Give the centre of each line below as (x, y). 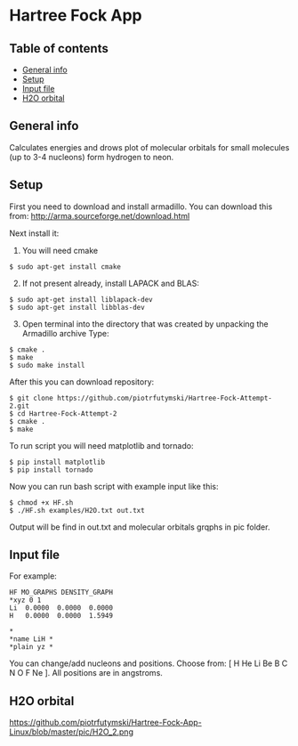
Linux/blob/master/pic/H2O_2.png (71, 732)
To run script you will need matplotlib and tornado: (101, 445)
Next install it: (34, 233)
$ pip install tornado (51, 470)
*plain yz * (31, 647)
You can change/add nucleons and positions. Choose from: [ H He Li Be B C (149, 663)
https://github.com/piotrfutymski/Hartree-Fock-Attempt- (165, 398)
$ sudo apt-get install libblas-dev (77, 307)
